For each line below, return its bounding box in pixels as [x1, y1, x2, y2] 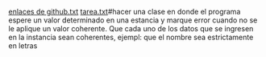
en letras [8, 41, 38, 51]
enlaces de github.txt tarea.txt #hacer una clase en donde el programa [8, 7, 241, 16]
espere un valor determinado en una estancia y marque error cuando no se [8, 15, 258, 25]
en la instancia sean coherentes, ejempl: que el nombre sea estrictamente [8, 32, 254, 42]
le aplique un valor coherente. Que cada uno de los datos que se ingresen [8, 24, 254, 33]
